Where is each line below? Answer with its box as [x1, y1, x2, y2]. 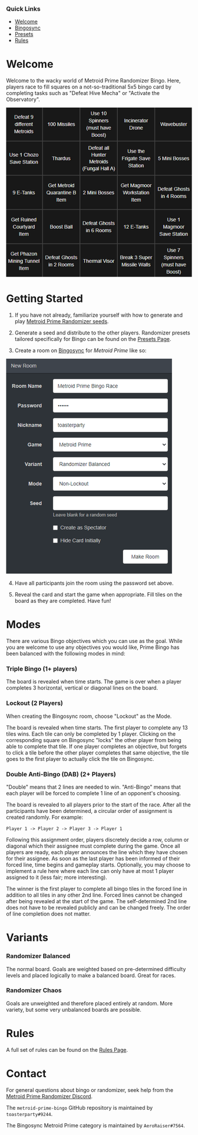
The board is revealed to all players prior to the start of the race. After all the [6, 801, 191, 808]
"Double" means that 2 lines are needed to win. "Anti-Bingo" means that [6, 783, 181, 790]
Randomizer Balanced [6, 952, 71, 960]
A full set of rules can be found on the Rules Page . [6, 1046, 128, 1053]
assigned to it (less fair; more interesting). [6, 874, 107, 881]
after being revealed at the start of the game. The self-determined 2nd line [6, 898, 187, 905]
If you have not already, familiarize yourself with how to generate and [14, 311, 183, 319]
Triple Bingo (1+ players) [6, 665, 78, 673]
